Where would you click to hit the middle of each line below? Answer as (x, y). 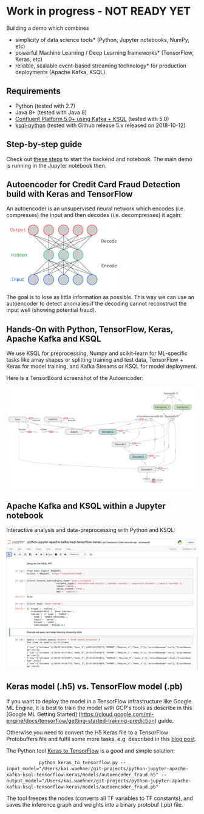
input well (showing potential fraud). (51, 310)
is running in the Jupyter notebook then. (56, 165)
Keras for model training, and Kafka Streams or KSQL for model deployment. (102, 367)
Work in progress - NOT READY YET (99, 11)
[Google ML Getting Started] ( (43, 714)
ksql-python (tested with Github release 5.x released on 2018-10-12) (100, 125)
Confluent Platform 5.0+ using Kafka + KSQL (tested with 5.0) (92, 119)
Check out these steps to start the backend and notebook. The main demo (99, 159)
